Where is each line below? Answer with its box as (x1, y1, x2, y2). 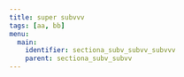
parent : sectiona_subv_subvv (25, 54, 133, 63)
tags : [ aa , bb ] (9, 21, 65, 30)
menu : (9, 29, 29, 38)
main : (17, 37, 38, 47)
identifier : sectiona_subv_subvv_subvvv (25, 46, 176, 55)
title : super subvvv (9, 12, 86, 22)
